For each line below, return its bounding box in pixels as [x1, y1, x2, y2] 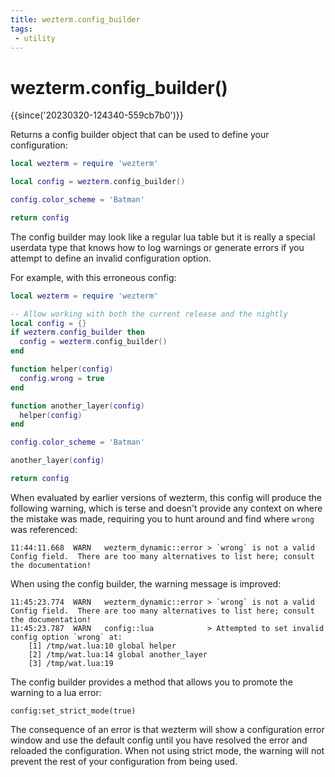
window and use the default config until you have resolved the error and [10, 734, 308, 746]
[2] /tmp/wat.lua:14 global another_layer [28, 649, 208, 660]
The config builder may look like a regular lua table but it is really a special [10, 231, 316, 243]
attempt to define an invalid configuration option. [10, 252, 212, 264]
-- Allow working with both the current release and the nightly [10, 309, 288, 319]
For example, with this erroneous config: [10, 271, 177, 283]
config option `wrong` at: [10, 632, 123, 642]
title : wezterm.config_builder [10, 14, 141, 25]
